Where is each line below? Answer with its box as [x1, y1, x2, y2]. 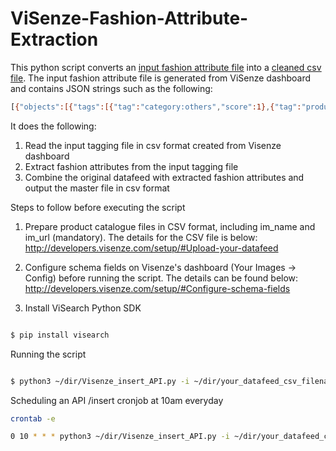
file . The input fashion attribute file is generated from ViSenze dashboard [10, 72, 312, 84]
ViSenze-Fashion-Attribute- [10, 7, 249, 30]
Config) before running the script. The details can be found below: [24, 272, 299, 284]
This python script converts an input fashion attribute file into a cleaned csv [10, 61, 322, 73]
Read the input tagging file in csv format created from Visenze [24, 139, 282, 151]
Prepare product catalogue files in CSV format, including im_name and [24, 220, 316, 232]
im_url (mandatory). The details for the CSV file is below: [24, 231, 258, 243]
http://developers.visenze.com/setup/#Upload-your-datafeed [24, 242, 279, 254]
